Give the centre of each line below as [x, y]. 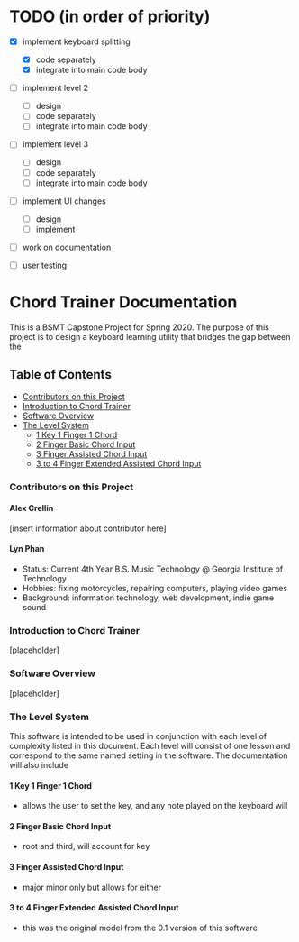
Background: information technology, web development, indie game [148, 598]
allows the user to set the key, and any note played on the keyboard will [155, 806]
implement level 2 [55, 88]
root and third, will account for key [86, 846]
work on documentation [67, 247]
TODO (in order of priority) [110, 17]
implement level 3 [55, 144]
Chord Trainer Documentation [123, 302]
